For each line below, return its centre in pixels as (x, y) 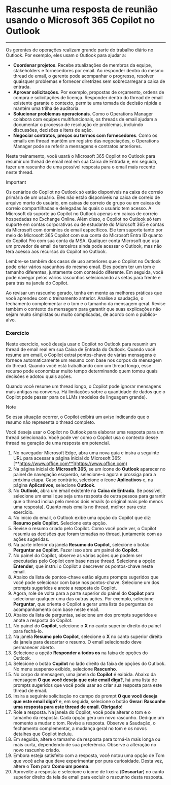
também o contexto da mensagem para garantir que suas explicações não (83, 309)
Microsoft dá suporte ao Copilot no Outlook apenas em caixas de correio (82, 213)
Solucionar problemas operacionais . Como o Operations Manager (83, 113)
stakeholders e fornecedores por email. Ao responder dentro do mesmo (88, 70)
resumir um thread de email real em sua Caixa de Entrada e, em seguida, (82, 161)
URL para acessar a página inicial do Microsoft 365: (67, 458)
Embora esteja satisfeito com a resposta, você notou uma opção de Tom (89, 755)
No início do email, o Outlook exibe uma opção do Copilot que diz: (82, 518)
